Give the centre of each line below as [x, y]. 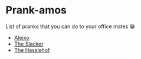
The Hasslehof [32, 50]
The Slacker [29, 44]
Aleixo [22, 37]
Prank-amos [36, 10]
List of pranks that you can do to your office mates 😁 [70, 26]
